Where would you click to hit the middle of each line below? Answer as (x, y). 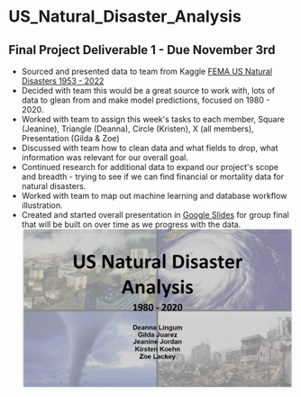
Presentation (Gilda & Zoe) (70, 138)
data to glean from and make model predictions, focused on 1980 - (146, 100)
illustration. (42, 205)
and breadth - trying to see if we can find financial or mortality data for (153, 176)
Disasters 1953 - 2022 (63, 81)
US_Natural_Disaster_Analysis (125, 17)
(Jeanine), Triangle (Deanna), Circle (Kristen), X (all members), (137, 129)
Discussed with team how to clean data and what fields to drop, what (150, 148)
